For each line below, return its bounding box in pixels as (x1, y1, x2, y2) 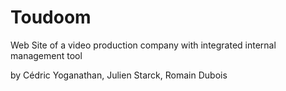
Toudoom (10, 6, 92, 29)
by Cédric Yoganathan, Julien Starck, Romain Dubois (10, 69, 228, 81)
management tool (10, 49, 83, 61)
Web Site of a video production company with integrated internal (10, 39, 277, 51)
